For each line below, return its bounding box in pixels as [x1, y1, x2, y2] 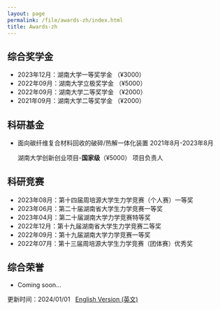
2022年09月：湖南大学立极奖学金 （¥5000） [17, 79, 147, 88]
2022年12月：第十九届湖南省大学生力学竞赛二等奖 [17, 222, 162, 230]
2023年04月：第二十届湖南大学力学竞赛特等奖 [17, 213, 152, 222]
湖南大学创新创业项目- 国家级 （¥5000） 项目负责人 [17, 154, 163, 162]
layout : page [7, 10, 45, 17]
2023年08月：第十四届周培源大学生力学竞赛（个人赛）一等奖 [17, 196, 193, 204]
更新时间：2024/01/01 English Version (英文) [7, 295, 138, 303]
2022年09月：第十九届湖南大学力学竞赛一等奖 [17, 231, 151, 239]
